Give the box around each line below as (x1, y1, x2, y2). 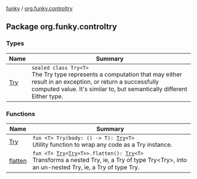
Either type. (31, 92, 63, 100)
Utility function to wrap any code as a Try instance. (32, 140, 172, 149)
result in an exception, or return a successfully (31, 77, 159, 85)
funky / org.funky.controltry (6, 5, 73, 12)
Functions (6, 109, 35, 118)
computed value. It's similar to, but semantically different (31, 85, 188, 93)
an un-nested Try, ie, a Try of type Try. (32, 163, 140, 171)
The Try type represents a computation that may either (31, 70, 182, 78)
